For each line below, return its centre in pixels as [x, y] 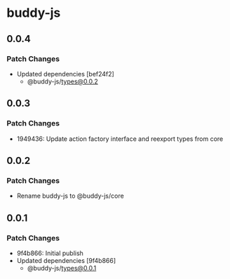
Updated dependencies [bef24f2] [66, 74]
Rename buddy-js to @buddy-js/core [70, 196]
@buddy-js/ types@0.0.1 [62, 268]
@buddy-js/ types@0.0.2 [63, 81]
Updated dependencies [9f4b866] [66, 260]
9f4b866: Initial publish [50, 253]
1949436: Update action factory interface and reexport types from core [120, 139]
